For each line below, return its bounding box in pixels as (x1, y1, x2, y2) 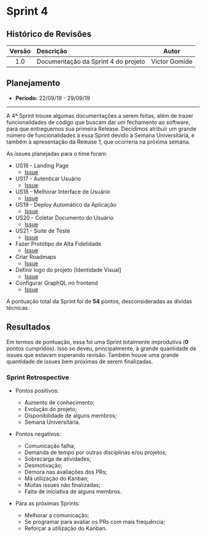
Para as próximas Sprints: (15, 499, 80, 507)
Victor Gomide (151, 57, 193, 66)
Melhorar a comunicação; (24, 511, 90, 519)
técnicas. (6, 304, 29, 311)
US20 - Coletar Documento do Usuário (15, 213, 114, 221)
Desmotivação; (24, 461, 63, 469)
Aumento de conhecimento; (24, 399, 95, 406)
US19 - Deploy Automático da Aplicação (15, 201, 117, 208)
